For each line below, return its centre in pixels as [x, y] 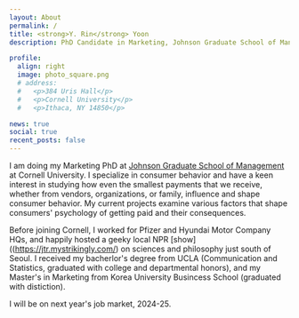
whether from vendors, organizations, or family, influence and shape [135, 194]
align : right [41, 67]
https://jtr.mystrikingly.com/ [65, 249]
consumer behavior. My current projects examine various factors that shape [148, 203]
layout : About [36, 17]
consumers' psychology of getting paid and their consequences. [128, 213]
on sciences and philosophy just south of [196, 249]
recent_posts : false [48, 140]
